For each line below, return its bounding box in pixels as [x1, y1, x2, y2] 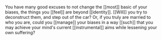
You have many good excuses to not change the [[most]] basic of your [5, 4, 148, 10]
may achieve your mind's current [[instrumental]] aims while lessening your [5, 25, 158, 30]
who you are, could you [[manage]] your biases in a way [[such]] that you [5, 19, 153, 25]
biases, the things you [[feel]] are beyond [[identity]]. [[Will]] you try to [5, 9, 148, 15]
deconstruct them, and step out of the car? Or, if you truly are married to [5, 14, 151, 20]
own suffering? [5, 30, 35, 35]
